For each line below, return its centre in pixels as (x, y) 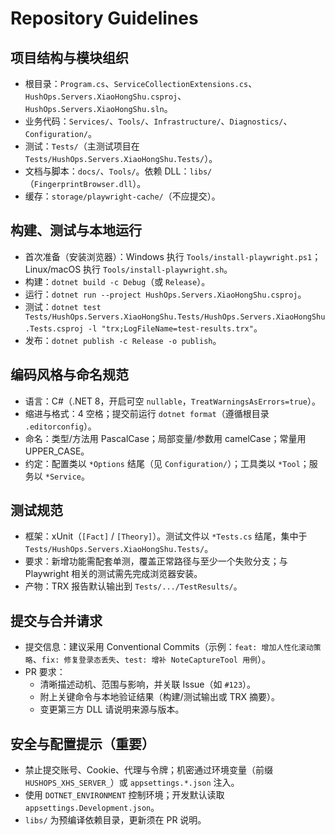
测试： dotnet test (63, 306)
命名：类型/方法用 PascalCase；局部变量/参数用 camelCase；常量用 (165, 438)
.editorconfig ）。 (60, 426)
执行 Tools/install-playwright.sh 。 (158, 269)
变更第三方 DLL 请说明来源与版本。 (112, 709)
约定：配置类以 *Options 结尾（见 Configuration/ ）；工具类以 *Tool (162, 463)
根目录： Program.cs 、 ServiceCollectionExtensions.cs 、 (141, 83)
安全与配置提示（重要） (82, 743)
